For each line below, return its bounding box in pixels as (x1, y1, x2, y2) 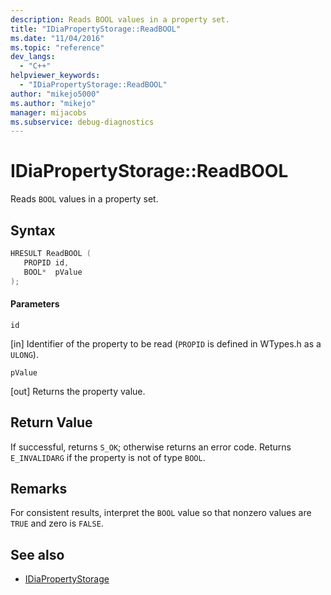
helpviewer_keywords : (10, 71, 101, 81)
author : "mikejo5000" (10, 89, 101, 99)
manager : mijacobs (10, 107, 87, 118)
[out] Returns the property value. (10, 385, 146, 397)
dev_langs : (10, 52, 56, 62)
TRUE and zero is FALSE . (10, 517, 104, 530)
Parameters (10, 298, 60, 310)
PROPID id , (23, 257, 70, 268)
